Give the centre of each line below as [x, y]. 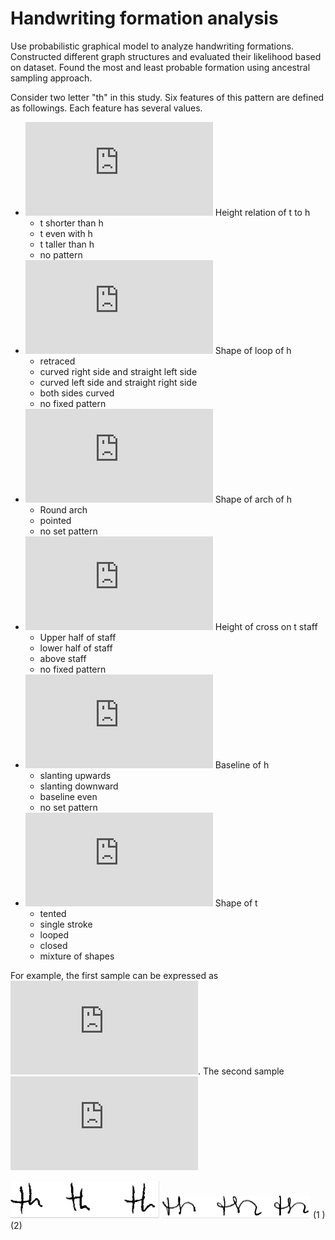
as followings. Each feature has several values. [106, 108]
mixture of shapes [77, 956]
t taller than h [67, 244]
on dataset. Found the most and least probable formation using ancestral [160, 67]
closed [53, 945]
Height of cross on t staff [266, 626]
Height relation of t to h [262, 212]
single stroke [66, 924]
